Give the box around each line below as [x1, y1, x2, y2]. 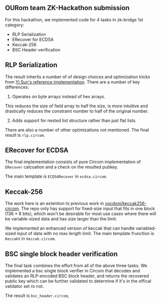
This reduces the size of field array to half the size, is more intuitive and [5, 103, 148, 109]
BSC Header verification [12, 47, 61, 52]
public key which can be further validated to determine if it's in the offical [5, 278, 151, 284]
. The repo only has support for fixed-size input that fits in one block [18, 206, 155, 212]
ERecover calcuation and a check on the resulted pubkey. [5, 164, 118, 170]
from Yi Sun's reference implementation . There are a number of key [5, 79, 140, 84]
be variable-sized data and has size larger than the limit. [5, 216, 117, 222]
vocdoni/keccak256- [105, 201, 147, 206]
